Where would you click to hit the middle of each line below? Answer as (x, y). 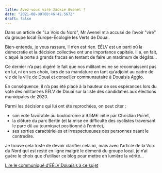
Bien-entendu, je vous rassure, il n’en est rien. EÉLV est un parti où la (74, 47)
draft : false (18, 18)
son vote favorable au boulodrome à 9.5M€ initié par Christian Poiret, (81, 116)
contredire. (23, 136)
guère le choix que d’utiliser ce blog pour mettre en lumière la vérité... (74, 156)
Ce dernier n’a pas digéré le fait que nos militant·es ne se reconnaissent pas (81, 67)
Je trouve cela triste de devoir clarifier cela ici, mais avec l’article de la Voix (80, 146)
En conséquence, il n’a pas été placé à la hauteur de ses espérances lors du (81, 86)
